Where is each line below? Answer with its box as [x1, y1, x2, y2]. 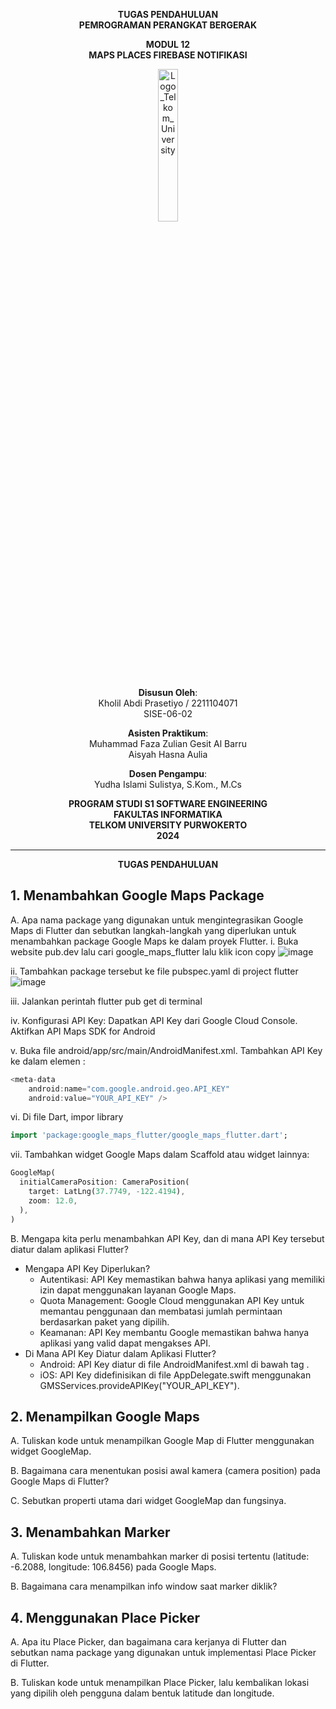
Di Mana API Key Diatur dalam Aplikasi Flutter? [24, 1347, 217, 1359]
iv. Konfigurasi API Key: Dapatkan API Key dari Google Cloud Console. [10, 1014, 298, 1026]
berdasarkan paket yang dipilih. [39, 1315, 170, 1328]
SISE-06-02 [143, 708, 193, 719]
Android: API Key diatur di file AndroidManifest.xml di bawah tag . [39, 1358, 310, 1370]
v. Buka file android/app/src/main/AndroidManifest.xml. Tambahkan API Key [10, 1044, 323, 1056]
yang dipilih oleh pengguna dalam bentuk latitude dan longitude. [10, 1687, 275, 1699]
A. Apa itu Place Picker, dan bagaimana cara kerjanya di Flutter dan [10, 1636, 287, 1648]
